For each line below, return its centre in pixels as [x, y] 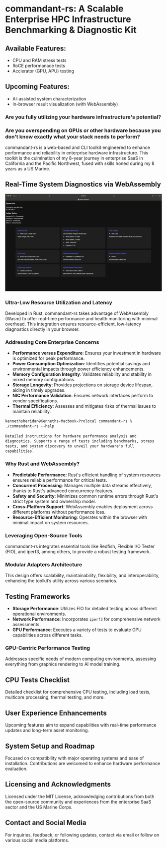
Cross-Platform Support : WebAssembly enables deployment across [83, 506]
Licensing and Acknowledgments [58, 784]
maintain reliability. [32, 412]
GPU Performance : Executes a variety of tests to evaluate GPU [77, 630]
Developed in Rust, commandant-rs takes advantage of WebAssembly [77, 313]
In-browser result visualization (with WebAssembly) [65, 104]
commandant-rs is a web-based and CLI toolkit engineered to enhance [78, 147]
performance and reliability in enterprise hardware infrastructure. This [77, 153]
